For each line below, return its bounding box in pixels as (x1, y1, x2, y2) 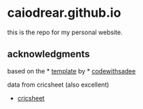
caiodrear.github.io (7, 5, 121, 21)
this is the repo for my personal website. (7, 28, 123, 36)
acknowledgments (7, 48, 90, 60)
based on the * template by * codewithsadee (7, 66, 136, 75)
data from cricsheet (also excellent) (7, 80, 110, 89)
